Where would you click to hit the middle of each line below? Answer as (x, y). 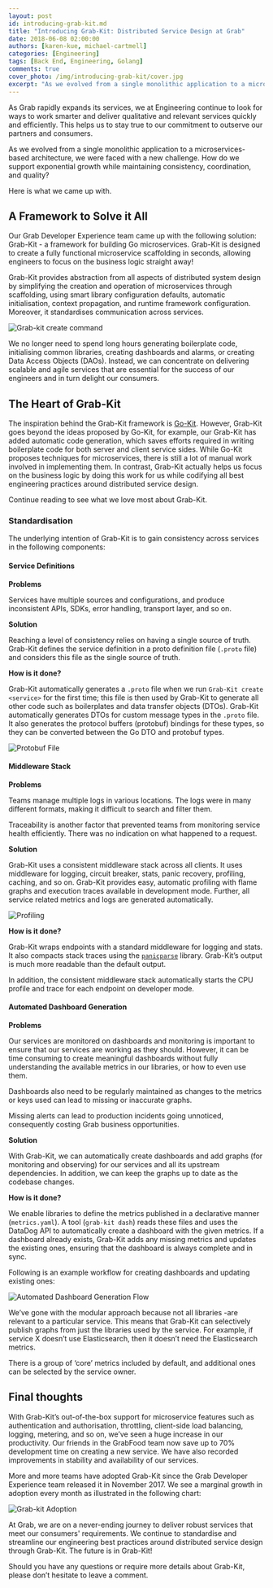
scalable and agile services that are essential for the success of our (121, 370)
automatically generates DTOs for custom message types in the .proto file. (134, 715)
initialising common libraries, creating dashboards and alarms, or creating (132, 352)
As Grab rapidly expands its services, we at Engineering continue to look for (136, 107)
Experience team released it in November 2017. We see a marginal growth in (136, 1484)
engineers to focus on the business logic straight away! (101, 262)
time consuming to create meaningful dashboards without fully (113, 1058)
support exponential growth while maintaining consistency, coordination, (130, 166)
